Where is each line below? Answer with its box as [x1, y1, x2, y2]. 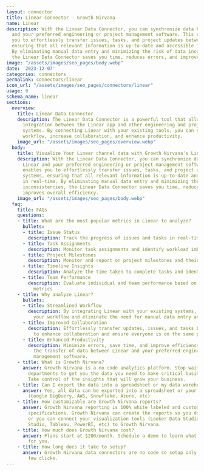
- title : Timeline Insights [22, 263, 94, 269]
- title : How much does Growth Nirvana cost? [17, 427, 135, 433]
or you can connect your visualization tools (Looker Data [28, 416, 181, 422]
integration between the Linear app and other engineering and [22, 122, 186, 128]
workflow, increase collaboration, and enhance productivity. [22, 133, 183, 140]
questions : [17, 212, 45, 219]
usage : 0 [6, 88, 29, 94]
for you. [28, 438, 50, 444]
